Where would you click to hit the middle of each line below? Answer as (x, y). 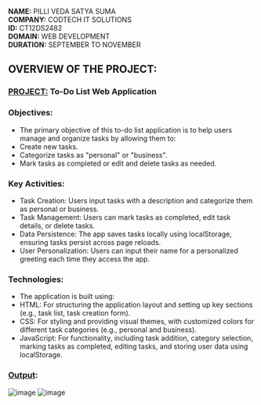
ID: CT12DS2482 (35, 28)
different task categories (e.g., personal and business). (108, 330)
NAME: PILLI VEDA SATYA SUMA (62, 11)
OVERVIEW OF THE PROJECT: (83, 69)
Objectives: (31, 113)
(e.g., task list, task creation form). (75, 313)
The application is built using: (67, 297)
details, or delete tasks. (57, 225)
